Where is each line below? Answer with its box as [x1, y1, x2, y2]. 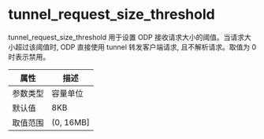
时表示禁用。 [8, 52, 50, 61]
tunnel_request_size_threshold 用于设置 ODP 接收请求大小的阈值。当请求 [8, 32, 244, 42]
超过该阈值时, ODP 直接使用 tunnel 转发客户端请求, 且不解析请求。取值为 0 [14, 42, 257, 52]
